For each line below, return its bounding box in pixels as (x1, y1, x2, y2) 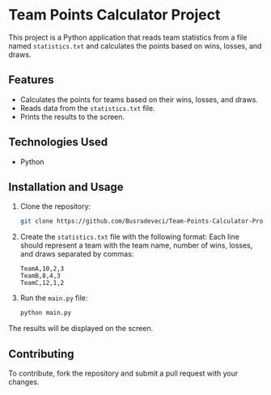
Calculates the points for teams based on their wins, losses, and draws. (19, 95, 259, 104)
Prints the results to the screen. (19, 112, 125, 121)
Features (8, 73, 54, 87)
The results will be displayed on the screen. (8, 324, 154, 333)
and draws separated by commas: (19, 249, 134, 259)
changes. (8, 376, 40, 386)
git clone (19, 217, 54, 226)
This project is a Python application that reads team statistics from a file (8, 32, 248, 42)
